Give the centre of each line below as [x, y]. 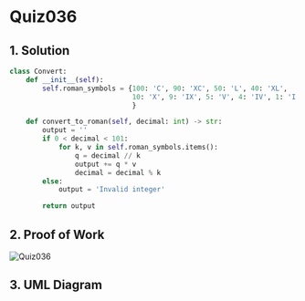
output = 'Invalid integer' [112, 190]
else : [53, 181]
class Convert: [38, 71]
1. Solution [40, 51]
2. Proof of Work [57, 234]
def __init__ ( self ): [65, 79]
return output [69, 206]
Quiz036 [43, 17]
